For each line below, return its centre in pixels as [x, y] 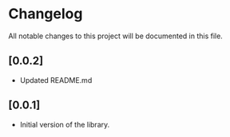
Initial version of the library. [65, 124]
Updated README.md [56, 80]
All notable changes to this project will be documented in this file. [116, 36]
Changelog [46, 14]
